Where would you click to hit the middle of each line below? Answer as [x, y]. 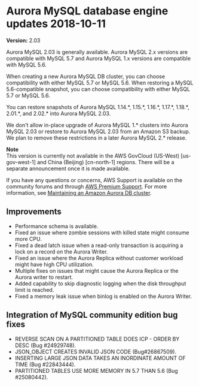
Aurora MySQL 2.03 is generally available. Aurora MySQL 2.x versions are [97, 52]
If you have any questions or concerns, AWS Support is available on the [94, 180]
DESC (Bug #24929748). [45, 345]
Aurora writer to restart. [44, 277]
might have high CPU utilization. [54, 264]
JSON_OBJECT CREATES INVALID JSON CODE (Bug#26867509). [96, 351]
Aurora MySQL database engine [87, 11]
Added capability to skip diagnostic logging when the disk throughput [100, 284]
